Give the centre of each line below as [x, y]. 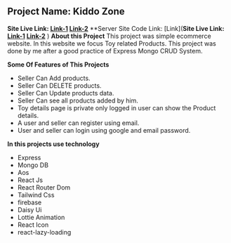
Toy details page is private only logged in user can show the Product [117, 107]
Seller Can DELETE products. [59, 85]
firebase [29, 202]
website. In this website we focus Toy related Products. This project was [112, 43]
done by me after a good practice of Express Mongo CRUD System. [105, 51]
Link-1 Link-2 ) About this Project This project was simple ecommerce [110, 36]
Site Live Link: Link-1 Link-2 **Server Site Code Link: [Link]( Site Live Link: [116, 28]
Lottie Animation [41, 217]
